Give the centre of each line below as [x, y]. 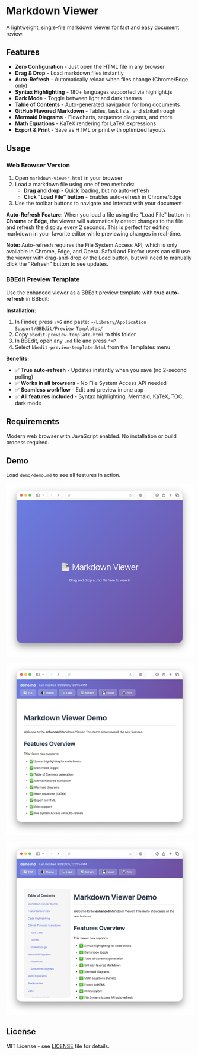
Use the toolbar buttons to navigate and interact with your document [98, 204]
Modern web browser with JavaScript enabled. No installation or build [91, 436]
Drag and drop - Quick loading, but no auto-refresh [86, 190]
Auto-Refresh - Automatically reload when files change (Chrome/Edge [101, 79]
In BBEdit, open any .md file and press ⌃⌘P [66, 341]
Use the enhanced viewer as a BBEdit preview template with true [85, 293]
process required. [28, 442]
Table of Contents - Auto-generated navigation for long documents [97, 104]
